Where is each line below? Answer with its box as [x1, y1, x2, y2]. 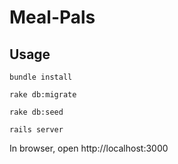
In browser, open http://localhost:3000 [9, 142, 169, 154]
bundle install [9, 72, 73, 82]
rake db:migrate [9, 90, 77, 100]
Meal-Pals [9, 6, 96, 29]
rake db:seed [9, 107, 64, 117]
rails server [9, 125, 64, 135]
